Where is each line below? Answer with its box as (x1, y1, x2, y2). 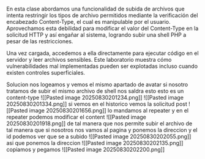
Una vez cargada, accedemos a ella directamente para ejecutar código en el (6, 50, 199, 57)
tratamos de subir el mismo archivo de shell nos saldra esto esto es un (6, 87, 184, 94)
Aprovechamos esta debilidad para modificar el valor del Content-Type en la (6, 24, 199, 32)
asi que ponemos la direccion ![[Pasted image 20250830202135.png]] (6, 139, 184, 146)
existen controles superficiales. (6, 69, 86, 76)
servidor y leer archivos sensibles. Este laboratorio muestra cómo (6, 56, 172, 63)
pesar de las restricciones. (6, 38, 73, 45)
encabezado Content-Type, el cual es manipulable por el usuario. (6, 18, 171, 25)
